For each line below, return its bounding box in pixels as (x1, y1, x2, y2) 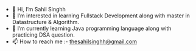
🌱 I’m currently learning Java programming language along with (12, 25, 172, 32)
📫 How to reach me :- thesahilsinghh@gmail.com (12, 38, 137, 45)
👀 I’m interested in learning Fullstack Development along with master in (12, 12, 191, 19)
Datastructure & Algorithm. (12, 19, 79, 25)
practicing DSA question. (12, 31, 75, 38)
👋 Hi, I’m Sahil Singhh (12, 6, 66, 13)
